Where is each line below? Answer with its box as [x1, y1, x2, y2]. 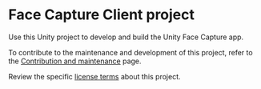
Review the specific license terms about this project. [8, 71, 181, 81]
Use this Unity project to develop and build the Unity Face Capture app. [8, 32, 244, 42]
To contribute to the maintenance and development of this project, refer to [8, 47, 254, 57]
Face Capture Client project [8, 6, 195, 24]
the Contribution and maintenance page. [8, 56, 142, 66]
